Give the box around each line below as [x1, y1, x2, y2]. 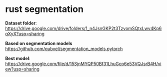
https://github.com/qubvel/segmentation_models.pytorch [5, 45, 123, 51]
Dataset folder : [5, 20, 37, 26]
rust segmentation [5, 3, 84, 15]
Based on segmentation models [5, 40, 72, 46]
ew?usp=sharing [5, 66, 40, 72]
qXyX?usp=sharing [5, 30, 45, 36]
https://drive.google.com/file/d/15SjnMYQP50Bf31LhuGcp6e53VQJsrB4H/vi [5, 60, 161, 66]
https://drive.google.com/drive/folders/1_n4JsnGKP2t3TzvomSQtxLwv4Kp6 [5, 25, 162, 31]
